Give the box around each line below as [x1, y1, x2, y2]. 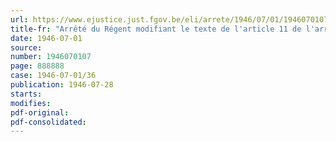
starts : [10, 89, 43, 99]
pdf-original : [10, 107, 70, 118]
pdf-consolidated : [10, 117, 87, 127]
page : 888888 [10, 61, 65, 71]
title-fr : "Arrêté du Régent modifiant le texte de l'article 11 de [10, 24, 302, 34]
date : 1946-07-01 [10, 33, 83, 43]
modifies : [10, 98, 52, 108]
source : [10, 42, 43, 53]
